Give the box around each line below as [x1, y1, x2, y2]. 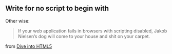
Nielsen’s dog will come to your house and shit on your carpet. [17, 33, 150, 39]
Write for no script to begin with [5, 4, 109, 13]
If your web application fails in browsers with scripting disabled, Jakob [17, 28, 167, 34]
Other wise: [5, 17, 30, 24]
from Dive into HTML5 [5, 43, 52, 49]
